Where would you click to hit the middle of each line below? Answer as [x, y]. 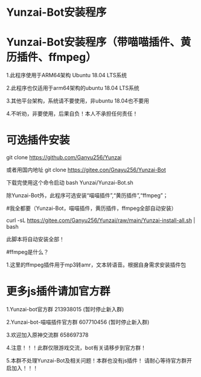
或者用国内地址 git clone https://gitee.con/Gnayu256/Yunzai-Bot [86, 170]
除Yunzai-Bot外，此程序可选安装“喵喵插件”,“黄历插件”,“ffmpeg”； [87, 195]
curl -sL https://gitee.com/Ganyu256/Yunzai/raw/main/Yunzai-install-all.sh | [101, 220]
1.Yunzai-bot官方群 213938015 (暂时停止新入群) [65, 309]
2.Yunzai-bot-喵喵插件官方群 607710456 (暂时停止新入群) [78, 322]
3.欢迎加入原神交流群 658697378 [47, 335]
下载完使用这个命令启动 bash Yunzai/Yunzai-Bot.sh [70, 183]
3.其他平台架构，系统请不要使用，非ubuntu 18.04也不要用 [78, 101]
